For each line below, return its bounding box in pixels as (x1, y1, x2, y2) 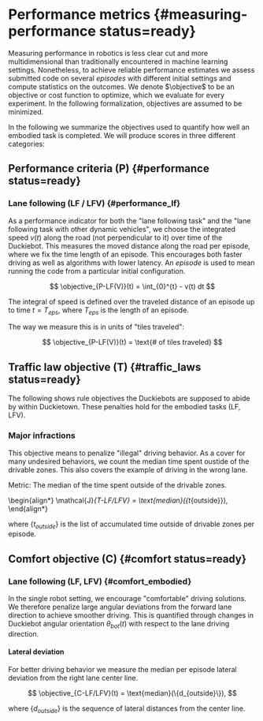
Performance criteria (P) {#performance (8, 162, 210, 175)
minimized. (8, 106, 44, 116)
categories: (8, 139, 45, 148)
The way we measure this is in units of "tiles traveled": (8, 322, 185, 332)
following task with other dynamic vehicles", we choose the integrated (8, 224, 236, 233)
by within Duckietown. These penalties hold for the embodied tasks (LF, (8, 402, 241, 412)
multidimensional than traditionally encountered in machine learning (8, 57, 228, 66)
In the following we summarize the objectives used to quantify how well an (8, 122, 250, 132)
